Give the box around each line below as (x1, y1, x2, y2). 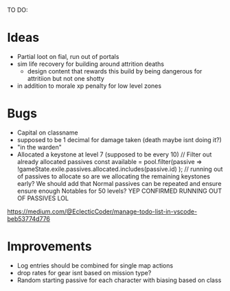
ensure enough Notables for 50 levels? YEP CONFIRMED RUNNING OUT (16, 187, 222, 195)
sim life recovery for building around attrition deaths (16, 60, 165, 68)
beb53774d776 (7, 214, 50, 222)
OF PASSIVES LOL (16, 194, 69, 202)
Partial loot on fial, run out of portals (16, 52, 119, 60)
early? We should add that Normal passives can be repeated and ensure (16, 179, 222, 187)
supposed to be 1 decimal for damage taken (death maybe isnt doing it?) (16, 135, 222, 143)
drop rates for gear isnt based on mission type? (16, 268, 152, 277)
